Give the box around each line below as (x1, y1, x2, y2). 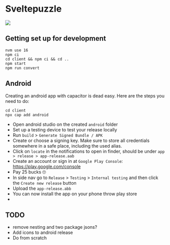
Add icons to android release (12, 229, 74, 236)
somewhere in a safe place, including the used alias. (12, 143, 122, 149)
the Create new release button (12, 180, 77, 186)
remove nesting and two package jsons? (12, 224, 97, 230)
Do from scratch (12, 235, 47, 241)
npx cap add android (5, 112, 49, 117)
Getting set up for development (5, 34, 107, 43)
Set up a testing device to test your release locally (12, 126, 118, 132)
